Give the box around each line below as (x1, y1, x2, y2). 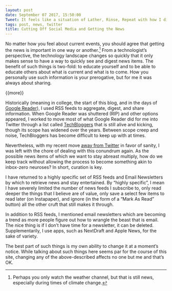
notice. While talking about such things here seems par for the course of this (5, 248, 167, 255)
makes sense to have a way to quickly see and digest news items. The (5, 57, 154, 64)
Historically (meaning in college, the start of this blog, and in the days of (5, 100, 158, 106)
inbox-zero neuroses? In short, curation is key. (5, 164, 103, 170)
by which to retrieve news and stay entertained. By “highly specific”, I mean (5, 179, 165, 185)
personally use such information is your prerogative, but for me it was (5, 74, 152, 80)
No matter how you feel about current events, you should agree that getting (5, 41, 165, 47)
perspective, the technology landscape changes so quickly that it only (5, 52, 154, 59)
